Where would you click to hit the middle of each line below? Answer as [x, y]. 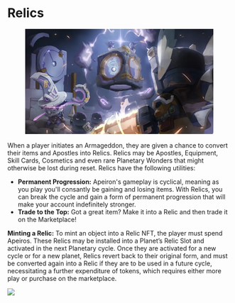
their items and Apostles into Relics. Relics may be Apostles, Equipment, [113, 153]
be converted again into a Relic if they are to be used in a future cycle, [110, 263]
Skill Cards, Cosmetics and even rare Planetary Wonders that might [106, 160]
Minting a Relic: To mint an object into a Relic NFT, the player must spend [115, 233]
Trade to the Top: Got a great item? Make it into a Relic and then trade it [123, 211]
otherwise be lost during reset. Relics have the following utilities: [102, 167]
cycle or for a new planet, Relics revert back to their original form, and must [117, 255]
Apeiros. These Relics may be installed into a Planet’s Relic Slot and [106, 241]
